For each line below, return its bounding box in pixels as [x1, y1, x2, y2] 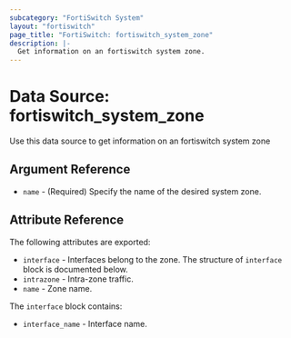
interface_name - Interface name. [22, 318, 147, 329]
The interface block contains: [9, 301, 123, 312]
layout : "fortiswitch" [9, 22, 95, 31]
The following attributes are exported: [9, 236, 151, 247]
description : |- [9, 38, 71, 48]
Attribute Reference [9, 213, 125, 228]
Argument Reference [9, 162, 131, 177]
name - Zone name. [22, 283, 93, 293]
